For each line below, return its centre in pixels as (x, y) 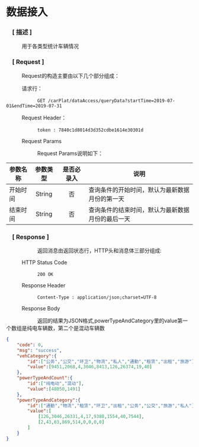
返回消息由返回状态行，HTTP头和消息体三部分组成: (99, 251)
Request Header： (44, 118)
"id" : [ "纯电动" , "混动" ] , (56, 383)
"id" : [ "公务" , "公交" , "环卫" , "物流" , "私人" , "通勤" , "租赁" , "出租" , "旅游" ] (111, 362)
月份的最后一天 (109, 218)
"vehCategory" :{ (37, 356)
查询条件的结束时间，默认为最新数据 (139, 210)
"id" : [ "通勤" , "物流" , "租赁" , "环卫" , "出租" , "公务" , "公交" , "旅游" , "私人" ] (111, 405)
